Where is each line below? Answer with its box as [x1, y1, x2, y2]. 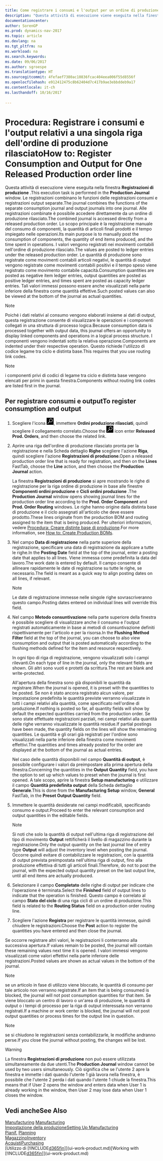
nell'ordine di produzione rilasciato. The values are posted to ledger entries [5, 247, 154, 253]
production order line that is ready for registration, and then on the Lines [12, 458, 157, 464]
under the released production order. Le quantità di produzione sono [5, 252, 142, 258]
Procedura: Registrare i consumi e [5, 117, 145, 128]
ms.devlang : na [5, 39, 36, 44]
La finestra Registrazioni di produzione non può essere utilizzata [5, 1056, 136, 1062]
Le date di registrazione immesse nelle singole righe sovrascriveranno [12, 594, 152, 600]
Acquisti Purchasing [5, 1140, 44, 1146]
